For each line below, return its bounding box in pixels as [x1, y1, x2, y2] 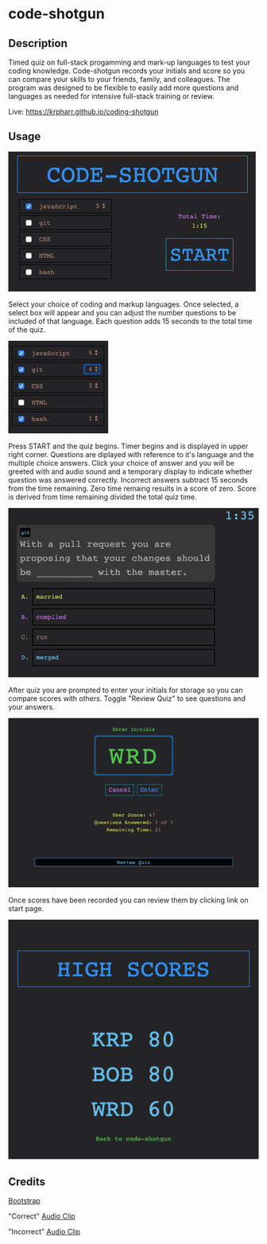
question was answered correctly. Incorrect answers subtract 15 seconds [8, 475, 249, 484]
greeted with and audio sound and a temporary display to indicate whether [8, 467, 253, 476]
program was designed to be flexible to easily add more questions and [8, 83, 239, 92]
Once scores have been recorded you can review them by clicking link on [8, 895, 249, 905]
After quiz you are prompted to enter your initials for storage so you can [8, 685, 243, 694]
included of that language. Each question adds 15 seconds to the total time [8, 316, 253, 326]
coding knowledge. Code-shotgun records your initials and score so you [8, 66, 246, 76]
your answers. [8, 702, 56, 711]
